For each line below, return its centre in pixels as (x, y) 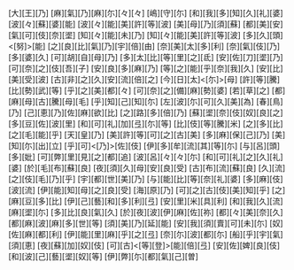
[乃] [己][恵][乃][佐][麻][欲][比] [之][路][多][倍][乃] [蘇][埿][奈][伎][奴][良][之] (146, 112)
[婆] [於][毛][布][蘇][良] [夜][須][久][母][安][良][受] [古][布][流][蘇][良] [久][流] (147, 168)
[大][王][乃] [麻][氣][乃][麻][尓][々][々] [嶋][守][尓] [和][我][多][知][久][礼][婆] (146, 13)
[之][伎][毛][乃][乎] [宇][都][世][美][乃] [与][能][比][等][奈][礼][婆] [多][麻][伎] (146, 179)
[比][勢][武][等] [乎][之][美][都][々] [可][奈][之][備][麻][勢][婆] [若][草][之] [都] (147, 90)
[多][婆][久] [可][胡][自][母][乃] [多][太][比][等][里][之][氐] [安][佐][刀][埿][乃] (146, 57)
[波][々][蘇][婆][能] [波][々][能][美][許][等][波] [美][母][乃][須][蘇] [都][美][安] (146, 24)
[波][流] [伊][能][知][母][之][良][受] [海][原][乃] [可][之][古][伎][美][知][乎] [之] (147, 190)
